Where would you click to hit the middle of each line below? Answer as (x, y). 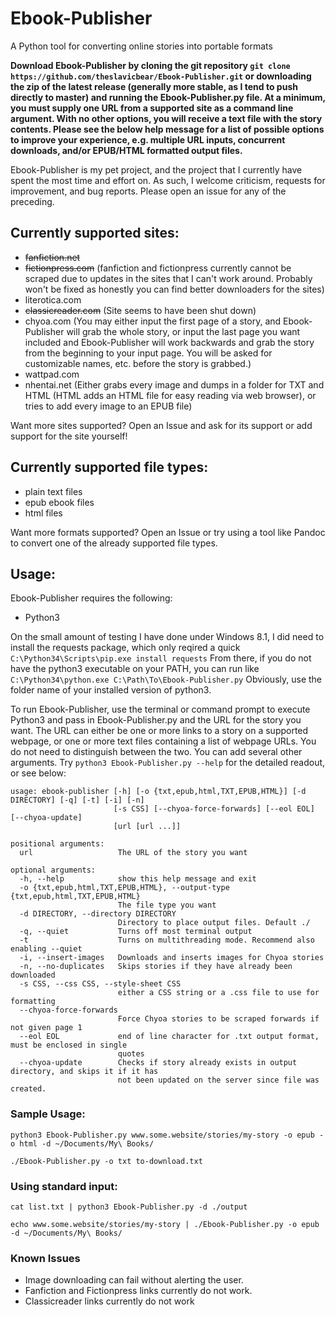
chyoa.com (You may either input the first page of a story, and (153, 321)
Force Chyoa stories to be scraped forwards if (218, 1019)
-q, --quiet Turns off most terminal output (136, 932)
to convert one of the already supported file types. (114, 543)
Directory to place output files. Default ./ (214, 923)
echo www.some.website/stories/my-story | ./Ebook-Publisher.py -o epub (165, 1224)
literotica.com (53, 299)
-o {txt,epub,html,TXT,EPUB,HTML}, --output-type (124, 888)
